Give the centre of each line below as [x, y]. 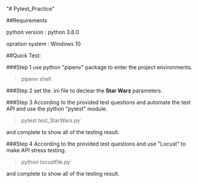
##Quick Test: [23, 56]
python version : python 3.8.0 [43, 32]
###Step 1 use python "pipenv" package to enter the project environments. [99, 67]
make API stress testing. [36, 150]
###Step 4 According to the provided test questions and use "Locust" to [96, 144]
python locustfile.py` [46, 162]
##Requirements [27, 20]
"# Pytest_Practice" [31, 9]
